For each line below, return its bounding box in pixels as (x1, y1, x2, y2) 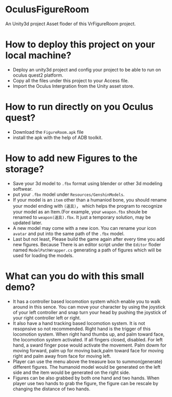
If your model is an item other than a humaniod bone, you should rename (12, 196, 167, 203)
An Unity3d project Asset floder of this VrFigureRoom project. (5, 21, 136, 27)
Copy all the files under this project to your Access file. (12, 77, 129, 83)
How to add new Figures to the (5, 153, 138, 164)
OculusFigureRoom (5, 4, 89, 15)
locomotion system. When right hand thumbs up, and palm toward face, (12, 331, 165, 337)
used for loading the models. (12, 252, 74, 258)
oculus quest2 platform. (12, 72, 63, 78)
